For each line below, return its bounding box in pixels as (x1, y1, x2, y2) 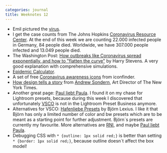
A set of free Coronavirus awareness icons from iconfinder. (12, 74, 136, 80)
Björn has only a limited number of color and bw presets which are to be (12, 111, 162, 117)
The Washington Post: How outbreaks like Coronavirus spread (12, 52, 142, 58)
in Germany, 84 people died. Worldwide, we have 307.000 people (12, 42, 148, 48)
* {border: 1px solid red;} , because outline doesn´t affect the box (12, 137, 154, 143)
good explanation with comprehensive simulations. (12, 63, 118, 69)
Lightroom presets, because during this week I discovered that (12, 95, 142, 101)
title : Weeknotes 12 (5, 12, 49, 17)
